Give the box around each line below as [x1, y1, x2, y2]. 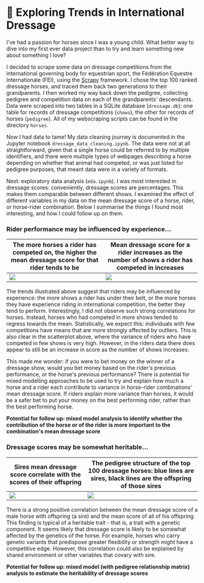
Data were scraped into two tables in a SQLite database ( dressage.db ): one [6, 102, 193, 109]
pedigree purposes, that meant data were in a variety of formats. [6, 166, 168, 173]
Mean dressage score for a [110, 240, 190, 249]
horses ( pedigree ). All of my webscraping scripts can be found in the [6, 115, 178, 122]
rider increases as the [118, 248, 183, 257]
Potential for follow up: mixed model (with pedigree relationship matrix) [6, 563, 190, 570]
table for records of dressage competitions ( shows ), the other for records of [6, 108, 194, 116]
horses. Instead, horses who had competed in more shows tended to [6, 313, 178, 321]
